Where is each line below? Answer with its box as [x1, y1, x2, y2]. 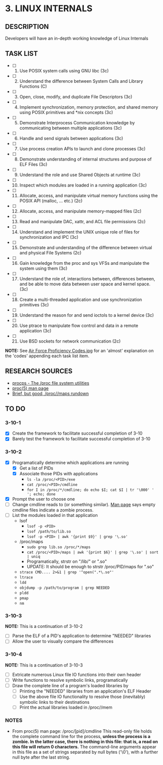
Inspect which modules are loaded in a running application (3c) [19, 182, 147, 188]
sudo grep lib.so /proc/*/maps [26, 545, 91, 550]
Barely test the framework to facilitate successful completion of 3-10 [12, 436, 151, 442]
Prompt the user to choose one [12, 496, 75, 502]
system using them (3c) [19, 265, 68, 271]
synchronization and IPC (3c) [19, 234, 79, 240]
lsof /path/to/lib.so [26, 529, 71, 534]
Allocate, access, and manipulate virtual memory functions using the [19, 192, 158, 198]
